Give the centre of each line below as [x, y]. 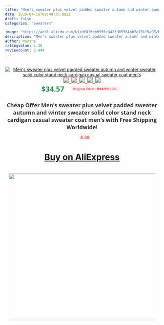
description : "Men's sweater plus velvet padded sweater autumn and [76, 37]
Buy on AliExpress [82, 157]
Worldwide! [82, 127]
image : [12, 32]
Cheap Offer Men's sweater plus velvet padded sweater [82, 105]
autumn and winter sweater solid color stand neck [82, 112]
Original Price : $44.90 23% [95, 89]
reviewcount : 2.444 [25, 50]
